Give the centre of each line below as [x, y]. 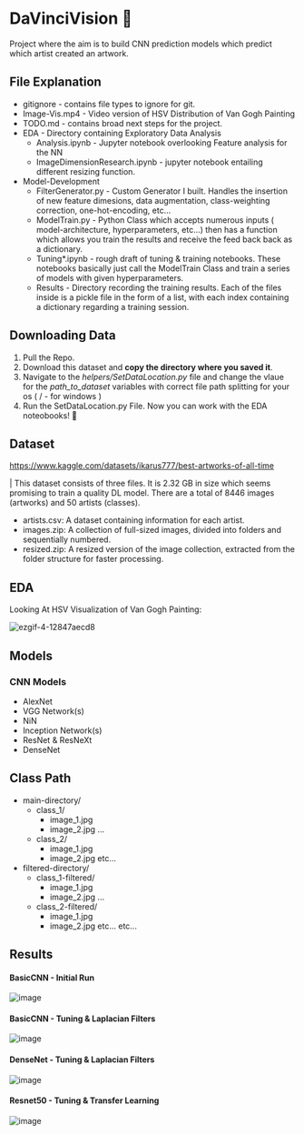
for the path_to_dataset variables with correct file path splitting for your [156, 387]
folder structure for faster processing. [93, 559]
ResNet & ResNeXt [57, 739]
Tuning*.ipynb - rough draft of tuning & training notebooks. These [158, 258]
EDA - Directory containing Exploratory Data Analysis [122, 133]
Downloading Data [63, 336]
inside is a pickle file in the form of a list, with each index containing [162, 297]
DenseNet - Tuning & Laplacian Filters [82, 1060]
